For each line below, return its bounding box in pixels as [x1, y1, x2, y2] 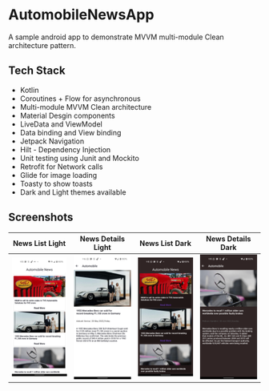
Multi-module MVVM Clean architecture [19, 102, 152, 111]
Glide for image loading [19, 170, 98, 179]
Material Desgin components [19, 111, 115, 120]
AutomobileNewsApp [8, 6, 155, 24]
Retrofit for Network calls [19, 162, 103, 171]
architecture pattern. [8, 40, 76, 50]
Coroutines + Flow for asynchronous [19, 94, 142, 103]
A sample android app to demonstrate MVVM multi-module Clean [8, 32, 224, 42]
